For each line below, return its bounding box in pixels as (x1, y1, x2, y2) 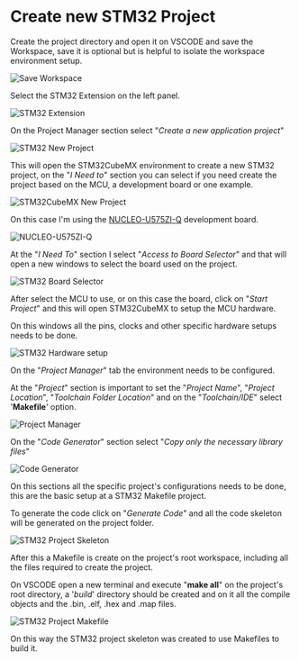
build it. (10, 642, 39, 654)
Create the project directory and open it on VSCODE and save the (10, 36, 254, 47)
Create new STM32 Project (10, 6, 216, 27)
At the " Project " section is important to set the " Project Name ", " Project (10, 382, 276, 393)
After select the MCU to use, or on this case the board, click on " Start (10, 293, 268, 303)
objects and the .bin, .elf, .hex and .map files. (10, 598, 177, 609)
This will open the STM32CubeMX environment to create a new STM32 (10, 159, 276, 170)
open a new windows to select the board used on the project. (10, 258, 238, 269)
